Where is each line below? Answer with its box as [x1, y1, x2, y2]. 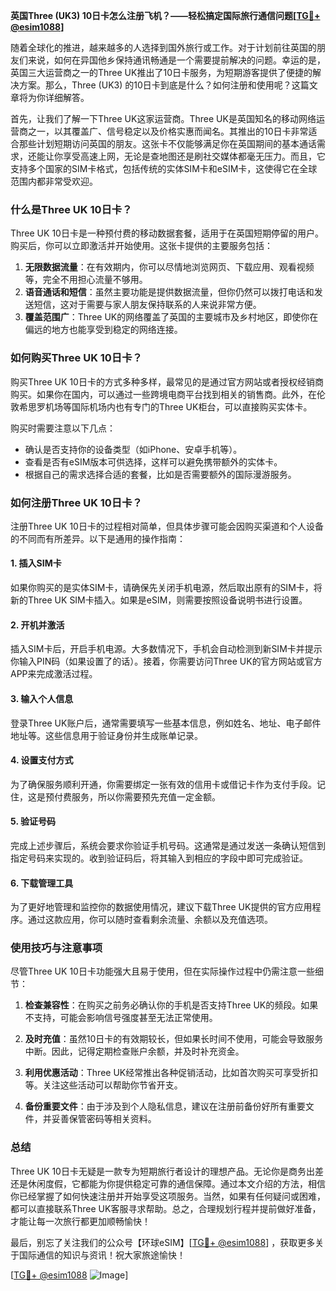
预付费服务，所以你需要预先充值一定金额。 [44, 790, 221, 803]
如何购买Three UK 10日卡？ [10, 351, 143, 365]
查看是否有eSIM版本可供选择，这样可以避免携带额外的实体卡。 [24, 455, 283, 468]
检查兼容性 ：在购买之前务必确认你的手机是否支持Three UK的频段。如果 [24, 999, 319, 1011]
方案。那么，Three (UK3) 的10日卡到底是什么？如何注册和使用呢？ [18, 79, 292, 91]
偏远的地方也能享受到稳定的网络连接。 [24, 324, 183, 336]
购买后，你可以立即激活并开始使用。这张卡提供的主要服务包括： [10, 240, 273, 252]
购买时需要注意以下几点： [10, 422, 116, 434]
